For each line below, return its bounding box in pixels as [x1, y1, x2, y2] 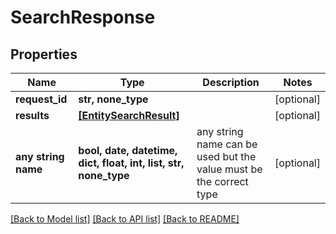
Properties [10, 46, 78, 63]
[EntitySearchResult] [78, 109, 180, 122]
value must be [196, 162, 263, 176]
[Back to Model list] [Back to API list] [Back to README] [10, 213, 240, 225]
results [15, 109, 50, 122]
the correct [196, 175, 249, 188]
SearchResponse [10, 6, 156, 29]
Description [202, 76, 260, 89]
